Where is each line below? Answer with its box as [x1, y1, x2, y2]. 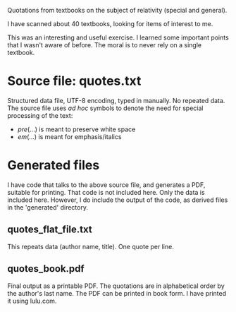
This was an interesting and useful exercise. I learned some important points [7, 33, 229, 42]
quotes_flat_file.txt [7, 224, 93, 236]
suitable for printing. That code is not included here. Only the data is [7, 188, 206, 196]
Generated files [7, 157, 100, 174]
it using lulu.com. [7, 296, 57, 305]
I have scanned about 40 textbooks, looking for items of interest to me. [7, 20, 213, 28]
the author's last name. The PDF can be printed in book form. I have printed [7, 289, 227, 297]
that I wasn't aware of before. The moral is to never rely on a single [7, 41, 202, 49]
